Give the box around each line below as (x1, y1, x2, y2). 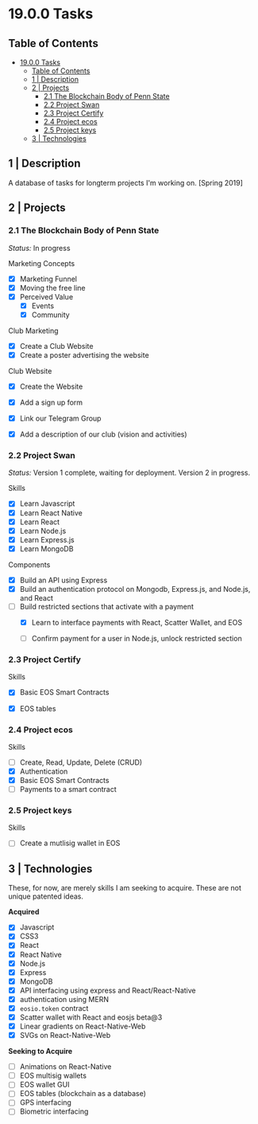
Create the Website (19, 382, 83, 391)
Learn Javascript (19, 499, 75, 508)
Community (31, 310, 70, 319)
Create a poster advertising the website (19, 350, 149, 359)
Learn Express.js (19, 535, 75, 544)
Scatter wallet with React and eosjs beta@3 (19, 1012, 163, 1022)
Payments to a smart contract (19, 785, 117, 794)
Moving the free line (19, 283, 86, 292)
